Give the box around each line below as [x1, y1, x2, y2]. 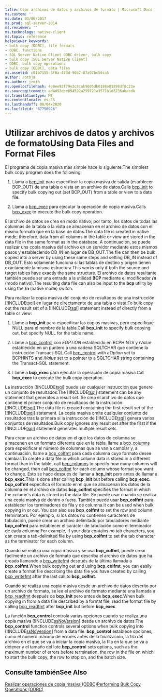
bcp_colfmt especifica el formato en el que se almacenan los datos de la [5, 481, 150, 487]
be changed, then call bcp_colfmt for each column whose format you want [5, 466, 154, 471]
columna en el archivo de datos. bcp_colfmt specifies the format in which [5, 487, 151, 492]
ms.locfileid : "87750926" [5, 106, 57, 112]
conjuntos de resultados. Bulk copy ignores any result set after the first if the [5, 420, 157, 426]
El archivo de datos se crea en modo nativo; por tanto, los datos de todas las [5, 218, 158, 224]
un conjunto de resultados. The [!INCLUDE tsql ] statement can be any [5, 389, 142, 395]
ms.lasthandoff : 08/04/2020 [5, 102, 62, 107]
